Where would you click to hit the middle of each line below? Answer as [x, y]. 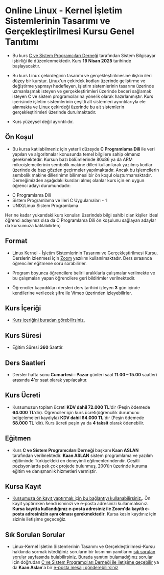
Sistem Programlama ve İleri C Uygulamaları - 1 [59, 200]
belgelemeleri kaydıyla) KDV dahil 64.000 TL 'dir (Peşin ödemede [78, 418]
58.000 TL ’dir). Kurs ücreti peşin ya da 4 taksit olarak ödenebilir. [78, 423]
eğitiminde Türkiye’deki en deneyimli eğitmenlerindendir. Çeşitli [76, 460]
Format [16, 241]
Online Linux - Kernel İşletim [64, 11]
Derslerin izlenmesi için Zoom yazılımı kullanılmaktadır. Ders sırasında [82, 258]
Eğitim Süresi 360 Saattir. [38, 347]
